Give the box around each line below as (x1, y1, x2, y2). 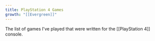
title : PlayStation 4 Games (5, 7, 64, 12)
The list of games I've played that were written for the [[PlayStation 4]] (5, 25, 150, 31)
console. (5, 31, 23, 37)
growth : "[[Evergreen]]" (5, 12, 57, 17)
